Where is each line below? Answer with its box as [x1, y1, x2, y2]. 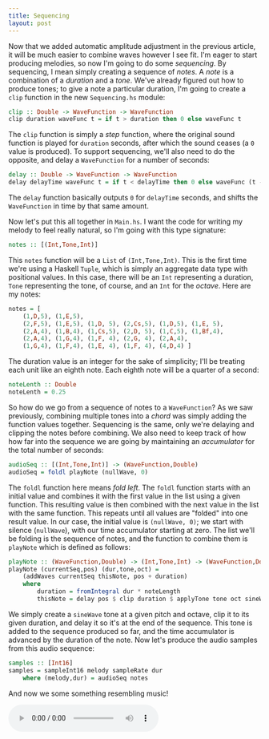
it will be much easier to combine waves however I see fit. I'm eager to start [8, 50, 258, 59]
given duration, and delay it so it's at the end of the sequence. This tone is [8, 618, 253, 628]
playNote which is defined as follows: [8, 542, 130, 551]
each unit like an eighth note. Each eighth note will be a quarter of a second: [8, 365, 259, 375]
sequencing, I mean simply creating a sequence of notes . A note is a [8, 67, 235, 76]
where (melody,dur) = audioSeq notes [22, 674, 149, 682]
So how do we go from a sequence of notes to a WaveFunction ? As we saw [8, 402, 254, 412]
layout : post [8, 19, 52, 27]
